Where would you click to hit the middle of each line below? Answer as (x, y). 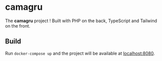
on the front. (18, 26)
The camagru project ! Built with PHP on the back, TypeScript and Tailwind (81, 21)
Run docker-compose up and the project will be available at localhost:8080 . (80, 53)
